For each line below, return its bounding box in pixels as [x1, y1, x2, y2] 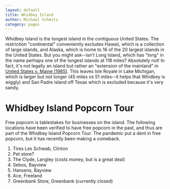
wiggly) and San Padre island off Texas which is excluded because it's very [5, 79, 164, 85]
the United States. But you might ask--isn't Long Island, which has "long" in [5, 52, 164, 58]
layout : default [5, 7, 40, 13]
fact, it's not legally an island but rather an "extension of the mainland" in [5, 63, 159, 69]
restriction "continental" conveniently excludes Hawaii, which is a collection [5, 41, 164, 48]
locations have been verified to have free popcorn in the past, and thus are [5, 125, 163, 131]
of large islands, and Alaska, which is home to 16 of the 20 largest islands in [5, 46, 164, 53]
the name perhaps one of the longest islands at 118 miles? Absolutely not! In [5, 57, 165, 64]
